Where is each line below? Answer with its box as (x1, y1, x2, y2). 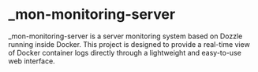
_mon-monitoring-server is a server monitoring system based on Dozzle (8, 31, 243, 41)
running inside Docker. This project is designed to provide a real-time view (8, 39, 250, 49)
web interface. (8, 56, 55, 66)
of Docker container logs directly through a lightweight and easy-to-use (8, 48, 242, 57)
